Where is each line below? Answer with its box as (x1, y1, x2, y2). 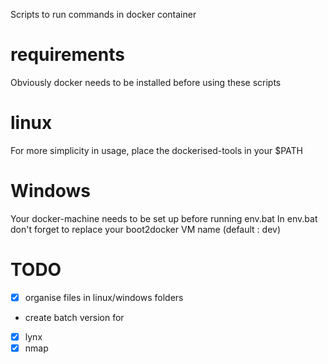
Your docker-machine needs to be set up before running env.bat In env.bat (10, 212, 318, 224)
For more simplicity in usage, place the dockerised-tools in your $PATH (10, 144, 303, 156)
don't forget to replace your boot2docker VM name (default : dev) (10, 223, 282, 235)
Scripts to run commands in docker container (10, 9, 197, 20)
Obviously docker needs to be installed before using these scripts (10, 76, 282, 88)
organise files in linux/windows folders (24, 291, 184, 303)
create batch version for (24, 311, 125, 323)
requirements (10, 44, 125, 66)
